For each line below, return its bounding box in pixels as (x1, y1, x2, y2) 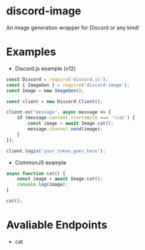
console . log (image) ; (17, 182, 68, 188)
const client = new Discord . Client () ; (6, 98, 103, 104)
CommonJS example (14, 159, 67, 166)
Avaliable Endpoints (6, 218, 108, 232)
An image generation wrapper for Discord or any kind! (6, 24, 140, 31)
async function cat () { (6, 170, 66, 176)
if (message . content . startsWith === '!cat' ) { (17, 115, 135, 121)
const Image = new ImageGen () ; (6, 88, 84, 94)
